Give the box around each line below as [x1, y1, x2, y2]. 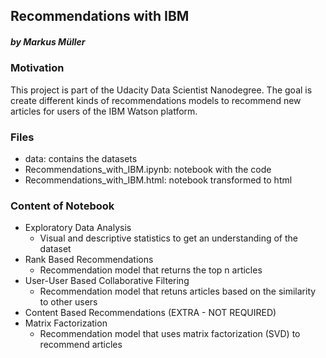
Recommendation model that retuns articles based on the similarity [39, 285, 317, 298]
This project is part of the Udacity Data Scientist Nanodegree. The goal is [10, 84, 313, 96]
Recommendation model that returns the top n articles [39, 264, 263, 276]
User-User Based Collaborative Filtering [24, 275, 190, 287]
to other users [39, 296, 98, 308]
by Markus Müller [10, 35, 86, 48]
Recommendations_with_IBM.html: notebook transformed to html [24, 174, 293, 186]
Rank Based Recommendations [24, 254, 154, 266]
